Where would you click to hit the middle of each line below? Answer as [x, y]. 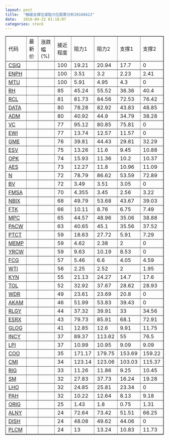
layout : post [19, 10]
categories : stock [24, 24]
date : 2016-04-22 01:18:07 [36, 19]
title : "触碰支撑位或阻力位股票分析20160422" [50, 15]
